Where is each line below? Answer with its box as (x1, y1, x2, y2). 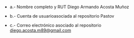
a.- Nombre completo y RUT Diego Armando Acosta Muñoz (9, 4, 129, 9)
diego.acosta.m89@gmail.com (9, 28, 72, 33)
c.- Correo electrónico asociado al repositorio (9, 22, 101, 28)
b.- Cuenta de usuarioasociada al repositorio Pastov (9, 13, 115, 19)
